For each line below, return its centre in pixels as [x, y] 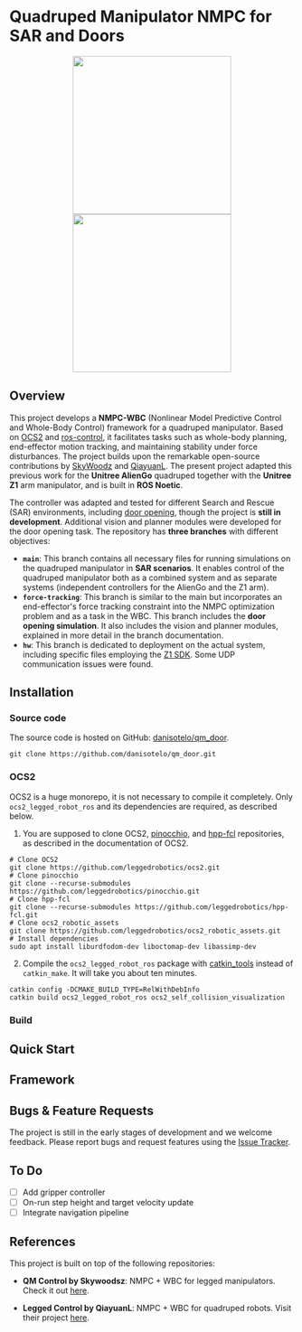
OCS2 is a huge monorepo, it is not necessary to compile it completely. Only [151, 796]
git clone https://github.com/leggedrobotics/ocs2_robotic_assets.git [145, 931]
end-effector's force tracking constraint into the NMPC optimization [148, 606]
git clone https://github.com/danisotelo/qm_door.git [113, 755]
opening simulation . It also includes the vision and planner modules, [150, 625]
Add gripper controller [64, 1192]
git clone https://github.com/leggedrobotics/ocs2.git [115, 868]
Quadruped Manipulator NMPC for [141, 17]
